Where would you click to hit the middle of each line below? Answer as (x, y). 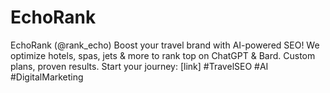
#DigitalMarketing (47, 77)
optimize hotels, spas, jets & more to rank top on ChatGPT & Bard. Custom (163, 55)
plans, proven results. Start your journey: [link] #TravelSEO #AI (139, 66)
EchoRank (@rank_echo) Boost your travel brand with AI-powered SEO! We (165, 45)
